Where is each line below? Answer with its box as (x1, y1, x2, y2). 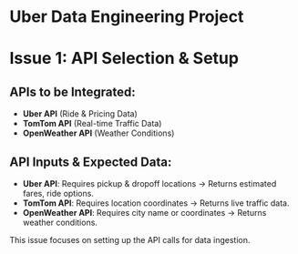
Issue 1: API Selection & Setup (9, 48, 240, 69)
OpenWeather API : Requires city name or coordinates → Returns (22, 208, 267, 218)
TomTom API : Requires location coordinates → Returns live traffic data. (22, 198, 290, 208)
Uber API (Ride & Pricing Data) (22, 108, 139, 119)
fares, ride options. (22, 188, 94, 198)
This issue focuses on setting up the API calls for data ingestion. (9, 235, 251, 245)
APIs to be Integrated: (9, 84, 136, 99)
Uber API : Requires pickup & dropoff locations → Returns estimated (22, 178, 277, 188)
